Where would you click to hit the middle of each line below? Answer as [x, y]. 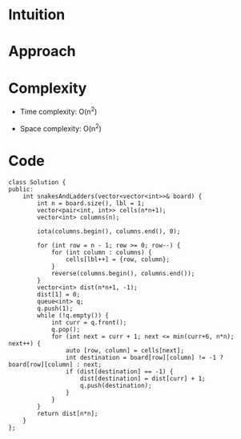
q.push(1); [55, 308]
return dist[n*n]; [68, 413]
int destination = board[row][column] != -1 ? [145, 357]
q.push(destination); [116, 385]
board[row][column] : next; [55, 364]
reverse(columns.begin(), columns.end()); [123, 273]
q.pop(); [66, 329]
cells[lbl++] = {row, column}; [118, 259]
